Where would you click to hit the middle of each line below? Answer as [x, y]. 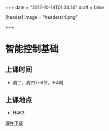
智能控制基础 [32, 49]
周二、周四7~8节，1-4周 [38, 83]
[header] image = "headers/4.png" [41, 17]
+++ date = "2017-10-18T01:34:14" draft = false [55, 7]
